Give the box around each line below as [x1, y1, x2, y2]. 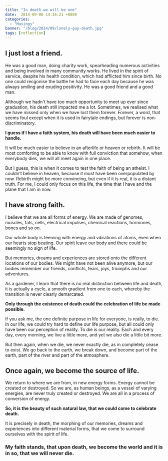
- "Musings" [9, 21, 35, 27]
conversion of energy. [5, 396, 50, 402]
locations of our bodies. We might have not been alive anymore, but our [5, 260, 153, 266]
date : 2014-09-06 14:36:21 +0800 [5, 12, 77, 17]
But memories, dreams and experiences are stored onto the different [5, 255, 146, 261]
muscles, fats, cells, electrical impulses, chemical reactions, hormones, [5, 219, 152, 225]
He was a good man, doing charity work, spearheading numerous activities [5, 62, 160, 68]
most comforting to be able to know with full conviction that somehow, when [5, 150, 162, 156]
